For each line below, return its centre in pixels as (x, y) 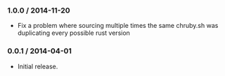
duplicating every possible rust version (73, 33)
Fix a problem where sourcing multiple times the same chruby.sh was (118, 26)
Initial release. (38, 66)
